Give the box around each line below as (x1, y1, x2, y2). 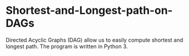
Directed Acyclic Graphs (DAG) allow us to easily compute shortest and (5, 36, 184, 43)
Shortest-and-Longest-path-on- (5, 4, 173, 17)
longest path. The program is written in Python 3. (5, 43, 128, 50)
